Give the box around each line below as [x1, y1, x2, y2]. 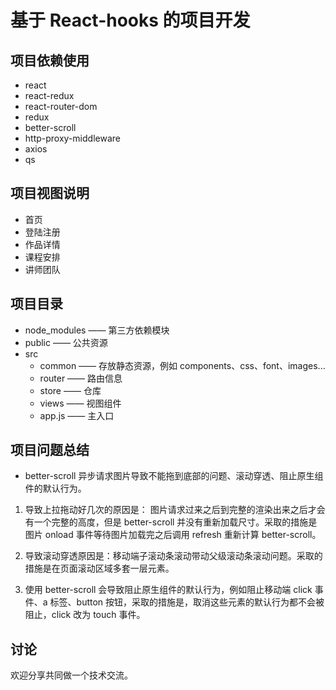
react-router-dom [24, 101, 98, 112]
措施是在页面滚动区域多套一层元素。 [24, 562, 175, 575]
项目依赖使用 [10, 52, 90, 69]
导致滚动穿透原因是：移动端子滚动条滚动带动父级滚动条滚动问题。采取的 [24, 550, 323, 562]
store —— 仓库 [39, 384, 102, 396]
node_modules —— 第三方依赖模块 [24, 324, 170, 336]
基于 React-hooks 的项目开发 [10, 9, 251, 32]
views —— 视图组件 [39, 397, 122, 409]
